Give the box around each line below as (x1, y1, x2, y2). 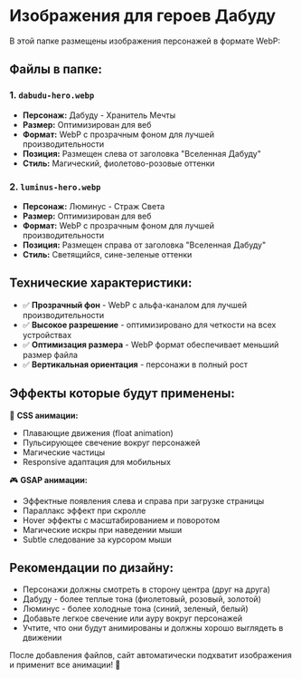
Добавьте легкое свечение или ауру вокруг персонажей (22, 613, 242, 624)
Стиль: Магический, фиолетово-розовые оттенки (22, 158, 215, 169)
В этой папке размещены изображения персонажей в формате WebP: (9, 35, 281, 46)
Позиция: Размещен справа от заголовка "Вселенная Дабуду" (22, 239, 267, 250)
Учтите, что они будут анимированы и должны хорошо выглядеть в (22, 623, 284, 634)
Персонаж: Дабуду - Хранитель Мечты (22, 110, 176, 121)
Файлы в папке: (9, 62, 102, 77)
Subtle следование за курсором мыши (22, 534, 172, 545)
